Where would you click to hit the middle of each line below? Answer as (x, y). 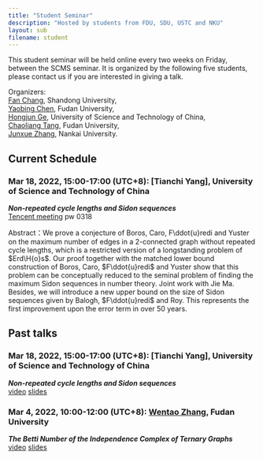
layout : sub (28, 30)
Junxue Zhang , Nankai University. (63, 134)
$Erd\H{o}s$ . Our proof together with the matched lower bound (111, 258)
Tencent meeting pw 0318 (50, 216)
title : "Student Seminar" (50, 15)
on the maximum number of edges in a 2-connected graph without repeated (132, 241)
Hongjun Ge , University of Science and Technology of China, (107, 117)
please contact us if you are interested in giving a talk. (96, 76)
